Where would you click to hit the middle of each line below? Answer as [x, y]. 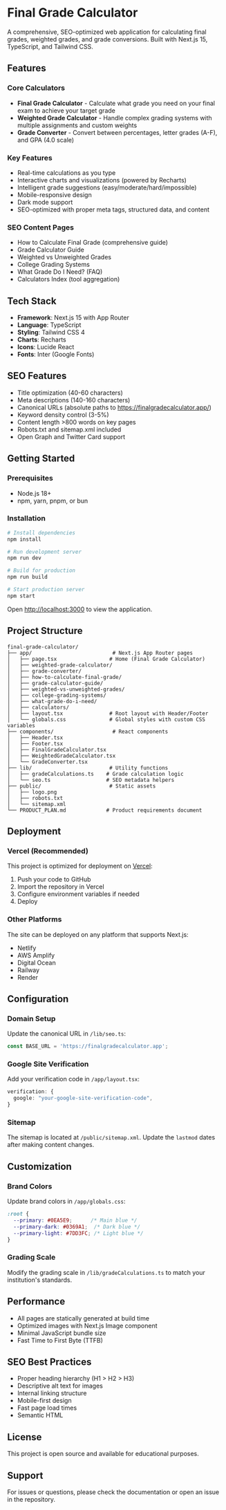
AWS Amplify [36, 955]
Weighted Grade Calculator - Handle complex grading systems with [114, 118]
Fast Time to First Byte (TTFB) [60, 1340]
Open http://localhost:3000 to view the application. [80, 609]
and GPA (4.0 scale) [46, 140]
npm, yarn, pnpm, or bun [53, 501]
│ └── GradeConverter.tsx [48, 762]
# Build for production [41, 571]
